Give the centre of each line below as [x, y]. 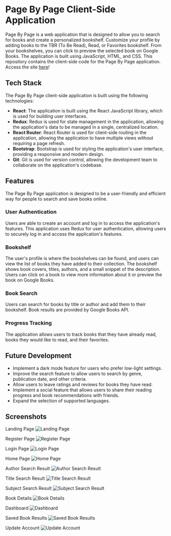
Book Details [19, 498]
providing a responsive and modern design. [58, 154]
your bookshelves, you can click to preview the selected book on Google [82, 51]
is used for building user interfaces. [50, 116]
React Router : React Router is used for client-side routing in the [80, 132]
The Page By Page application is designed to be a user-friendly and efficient [86, 193]
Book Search [21, 293]
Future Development [39, 356]
